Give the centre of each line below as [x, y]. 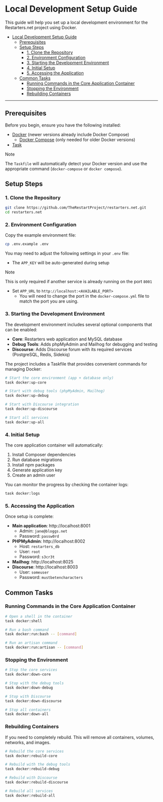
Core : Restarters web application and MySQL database [67, 339]
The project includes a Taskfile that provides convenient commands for [76, 364]
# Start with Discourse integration [42, 404]
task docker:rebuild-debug [32, 769]
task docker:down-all [27, 714]
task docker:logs [23, 493]
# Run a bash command [27, 630]
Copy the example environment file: [41, 235]
